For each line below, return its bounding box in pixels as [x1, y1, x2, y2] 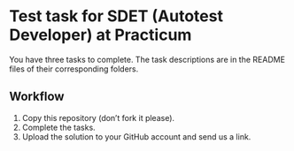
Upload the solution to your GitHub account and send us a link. [21, 131, 251, 142]
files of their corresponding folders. [9, 64, 139, 74]
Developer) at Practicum [9, 25, 192, 45]
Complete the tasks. [21, 122, 96, 132]
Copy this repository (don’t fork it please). [21, 112, 175, 123]
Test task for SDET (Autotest [9, 6, 224, 26]
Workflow [9, 89, 65, 104]
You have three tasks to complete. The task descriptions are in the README [9, 54, 286, 64]
